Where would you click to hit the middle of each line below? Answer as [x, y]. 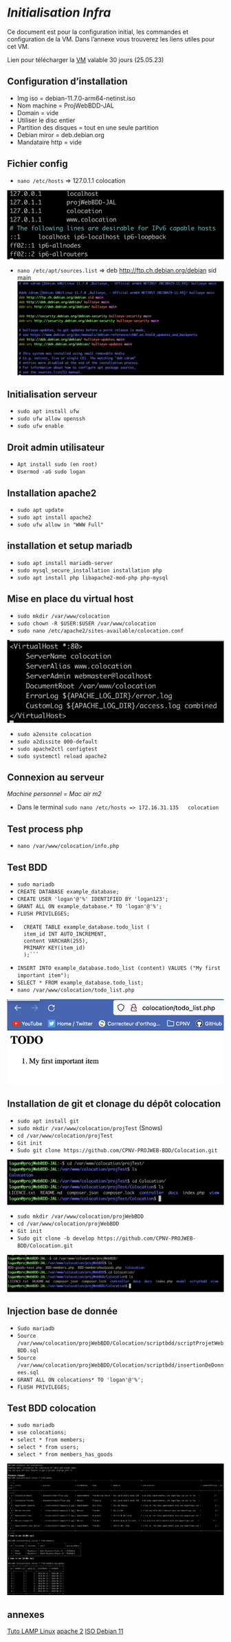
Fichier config [37, 164]
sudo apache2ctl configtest [57, 749]
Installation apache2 [52, 493]
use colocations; [42, 1433]
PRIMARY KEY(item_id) [55, 948]
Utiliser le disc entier [46, 120]
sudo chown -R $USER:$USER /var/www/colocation [86, 623]
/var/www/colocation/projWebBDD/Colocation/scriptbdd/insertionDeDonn [120, 1365]
